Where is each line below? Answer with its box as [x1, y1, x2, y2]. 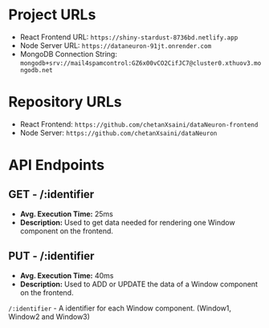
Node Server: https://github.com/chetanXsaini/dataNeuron [19, 128, 218, 137]
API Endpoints [8, 156, 105, 174]
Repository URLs [8, 93, 122, 111]
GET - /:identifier [8, 188, 95, 201]
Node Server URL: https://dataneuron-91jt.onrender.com [19, 40, 212, 50]
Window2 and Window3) [8, 311, 91, 322]
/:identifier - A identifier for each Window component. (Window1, [8, 303, 231, 313]
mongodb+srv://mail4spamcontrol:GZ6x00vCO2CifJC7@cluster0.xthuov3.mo [19, 59, 262, 67]
